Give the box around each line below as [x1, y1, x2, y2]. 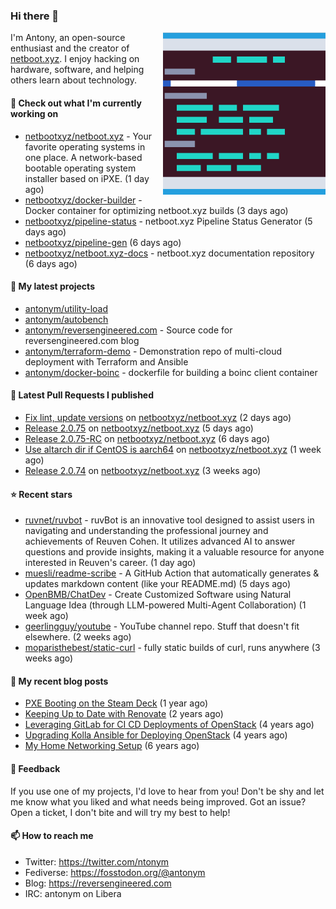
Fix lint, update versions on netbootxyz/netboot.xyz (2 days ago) [24, 411, 292, 423]
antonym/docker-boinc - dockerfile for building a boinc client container [24, 366, 318, 378]
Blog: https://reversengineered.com [24, 877, 172, 889]
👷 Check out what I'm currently [10, 97, 142, 109]
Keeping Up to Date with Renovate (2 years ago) [24, 708, 224, 720]
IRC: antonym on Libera [24, 887, 122, 899]
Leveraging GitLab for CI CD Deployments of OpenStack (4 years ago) [24, 719, 315, 731]
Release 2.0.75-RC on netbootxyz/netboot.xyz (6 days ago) [24, 432, 271, 444]
